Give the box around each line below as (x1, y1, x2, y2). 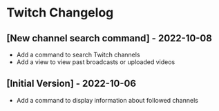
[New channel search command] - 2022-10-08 (6, 32, 212, 44)
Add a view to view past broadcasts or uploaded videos (16, 58, 175, 66)
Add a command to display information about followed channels (16, 96, 198, 104)
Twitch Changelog (6, 5, 114, 21)
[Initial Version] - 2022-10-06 (6, 78, 136, 90)
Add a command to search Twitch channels (16, 50, 140, 59)
